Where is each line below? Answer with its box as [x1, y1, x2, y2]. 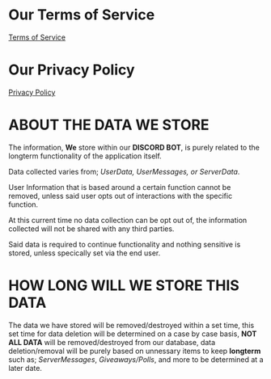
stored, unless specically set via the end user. [8, 248, 161, 258]
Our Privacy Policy [8, 61, 135, 79]
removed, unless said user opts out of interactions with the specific [8, 191, 233, 200]
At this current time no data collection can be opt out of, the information [8, 215, 248, 225]
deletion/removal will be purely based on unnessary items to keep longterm [8, 346, 261, 356]
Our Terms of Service [8, 6, 155, 24]
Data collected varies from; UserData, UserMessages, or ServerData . [8, 166, 240, 176]
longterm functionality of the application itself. [8, 151, 162, 161]
